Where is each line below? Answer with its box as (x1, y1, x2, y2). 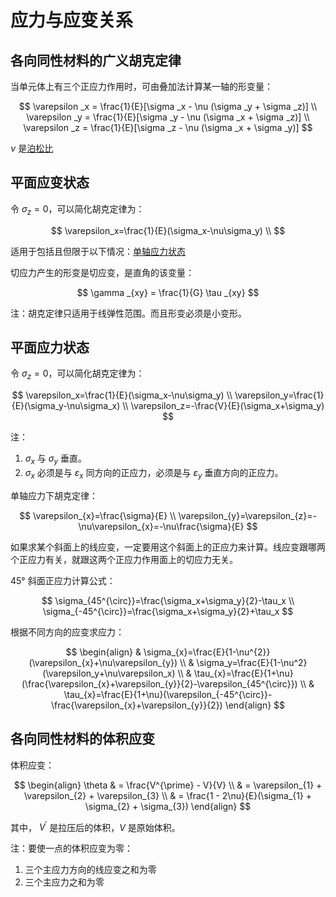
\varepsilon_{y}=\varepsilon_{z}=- (178, 509, 317, 521)
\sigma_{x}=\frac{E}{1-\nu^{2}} (143, 646, 271, 658)
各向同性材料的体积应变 (10, 731, 155, 748)
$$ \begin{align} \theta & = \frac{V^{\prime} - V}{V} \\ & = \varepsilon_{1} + (13, 779, 323, 791)
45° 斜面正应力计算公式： (10, 574, 116, 586)
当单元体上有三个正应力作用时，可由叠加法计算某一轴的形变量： (10, 81, 273, 92)
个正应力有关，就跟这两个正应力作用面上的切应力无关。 (10, 553, 238, 565)
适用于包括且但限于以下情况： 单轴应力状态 (10, 245, 186, 257)
